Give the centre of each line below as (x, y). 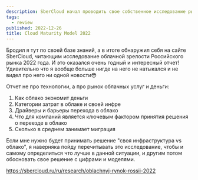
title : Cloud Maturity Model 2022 (49, 34)
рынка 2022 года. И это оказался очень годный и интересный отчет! (93, 63)
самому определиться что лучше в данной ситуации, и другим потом (94, 153)
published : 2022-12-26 (34, 28)
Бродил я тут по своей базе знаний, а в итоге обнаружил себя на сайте (96, 50)
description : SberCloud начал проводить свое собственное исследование (96, 11)
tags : (13, 17)
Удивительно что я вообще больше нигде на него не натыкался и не (92, 69)
